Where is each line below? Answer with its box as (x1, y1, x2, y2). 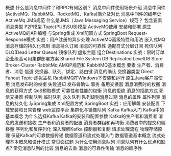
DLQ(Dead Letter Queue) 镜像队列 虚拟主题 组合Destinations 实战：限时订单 (5, 49, 165, 55)
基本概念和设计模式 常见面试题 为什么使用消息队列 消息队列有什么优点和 (9, 139, 161, 145)
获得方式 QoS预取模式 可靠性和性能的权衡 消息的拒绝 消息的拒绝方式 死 (14, 87, 164, 94)
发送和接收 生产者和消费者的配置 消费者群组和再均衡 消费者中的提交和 (14, 120, 161, 125)
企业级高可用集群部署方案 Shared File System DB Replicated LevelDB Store (5, 56, 163, 61)
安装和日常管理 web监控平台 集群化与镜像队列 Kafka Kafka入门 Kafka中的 (9, 107, 164, 113)
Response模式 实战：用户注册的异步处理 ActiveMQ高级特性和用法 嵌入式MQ (5, 36, 166, 42)
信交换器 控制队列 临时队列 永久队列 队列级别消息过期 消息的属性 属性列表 (5, 94, 161, 100)
